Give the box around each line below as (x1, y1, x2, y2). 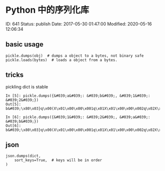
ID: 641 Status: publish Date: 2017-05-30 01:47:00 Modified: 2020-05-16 (5, 21, 152, 27)
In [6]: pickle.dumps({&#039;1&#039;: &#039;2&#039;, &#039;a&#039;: (5, 114, 151, 120)
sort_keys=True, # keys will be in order (14, 158, 102, 163)
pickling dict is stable (5, 84, 48, 89)
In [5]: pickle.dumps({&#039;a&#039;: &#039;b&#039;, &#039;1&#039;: (5, 93, 151, 98)
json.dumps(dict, (5, 153, 41, 159)
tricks (5, 71, 24, 79)
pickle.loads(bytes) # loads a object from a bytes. (5, 57, 118, 63)
